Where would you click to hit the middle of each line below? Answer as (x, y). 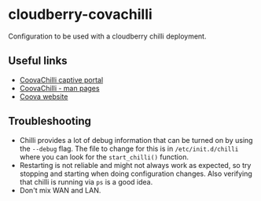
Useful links (38, 61)
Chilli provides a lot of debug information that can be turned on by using (136, 140)
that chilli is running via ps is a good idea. (86, 181)
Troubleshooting (50, 121)
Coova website (44, 97)
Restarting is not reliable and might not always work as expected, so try (135, 165)
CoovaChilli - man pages (59, 88)
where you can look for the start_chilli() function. (104, 157)
